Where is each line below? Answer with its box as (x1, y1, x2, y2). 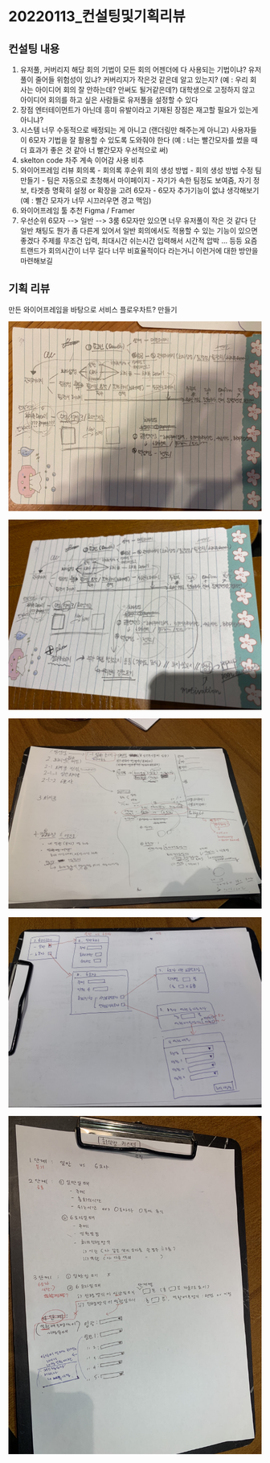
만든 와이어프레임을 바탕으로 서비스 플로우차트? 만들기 (8, 304, 178, 314)
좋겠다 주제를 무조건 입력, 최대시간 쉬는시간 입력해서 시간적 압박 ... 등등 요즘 (19, 236, 258, 246)
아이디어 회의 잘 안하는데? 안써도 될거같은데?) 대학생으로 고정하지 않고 (35, 85, 256, 94)
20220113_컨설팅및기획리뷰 (8, 7, 186, 26)
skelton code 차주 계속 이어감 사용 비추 (19, 155, 145, 165)
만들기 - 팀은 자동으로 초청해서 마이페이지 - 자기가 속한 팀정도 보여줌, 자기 (19, 176, 252, 185)
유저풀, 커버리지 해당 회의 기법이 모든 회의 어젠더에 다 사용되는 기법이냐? (19, 65, 247, 74)
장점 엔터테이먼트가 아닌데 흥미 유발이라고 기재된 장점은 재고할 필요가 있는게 (19, 105, 259, 114)
